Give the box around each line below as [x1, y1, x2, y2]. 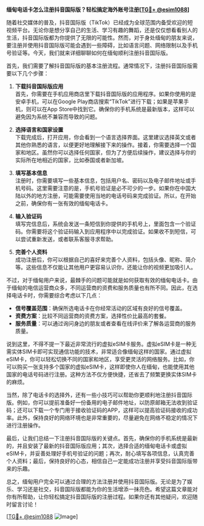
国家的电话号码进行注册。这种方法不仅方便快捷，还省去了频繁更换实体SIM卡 [6, 371, 197, 378]
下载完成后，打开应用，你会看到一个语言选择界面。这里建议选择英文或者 [15, 134, 196, 140]
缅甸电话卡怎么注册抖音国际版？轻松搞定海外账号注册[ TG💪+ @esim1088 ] [6, 6, 190, 13]
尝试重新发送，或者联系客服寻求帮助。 [20, 235, 117, 243]
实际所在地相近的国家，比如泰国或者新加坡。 [15, 156, 127, 164]
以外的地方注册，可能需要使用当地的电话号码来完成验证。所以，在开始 [20, 192, 196, 199]
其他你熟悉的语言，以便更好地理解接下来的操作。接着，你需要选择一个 [15, 141, 191, 148]
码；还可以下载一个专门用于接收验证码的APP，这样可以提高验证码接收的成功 [6, 407, 198, 414]
